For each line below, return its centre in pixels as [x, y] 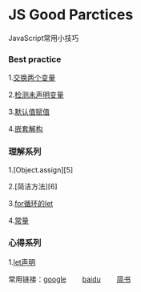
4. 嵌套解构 [26, 129]
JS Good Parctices [71, 15]
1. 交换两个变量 [32, 78]
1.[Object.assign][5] [41, 169]
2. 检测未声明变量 [36, 95]
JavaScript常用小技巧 [44, 38]
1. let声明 [22, 262]
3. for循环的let [31, 203]
